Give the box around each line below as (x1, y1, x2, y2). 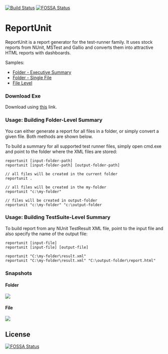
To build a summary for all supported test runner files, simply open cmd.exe (5, 143, 162, 149)
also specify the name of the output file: (5, 231, 88, 237)
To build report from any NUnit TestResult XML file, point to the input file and (5, 225, 163, 231)
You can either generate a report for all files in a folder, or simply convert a (5, 128, 159, 134)
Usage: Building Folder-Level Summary (5, 116, 103, 123)
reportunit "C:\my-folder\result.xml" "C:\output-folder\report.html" (5, 258, 156, 263)
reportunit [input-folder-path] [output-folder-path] (5, 163, 120, 168)
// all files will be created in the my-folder (5, 184, 107, 190)
